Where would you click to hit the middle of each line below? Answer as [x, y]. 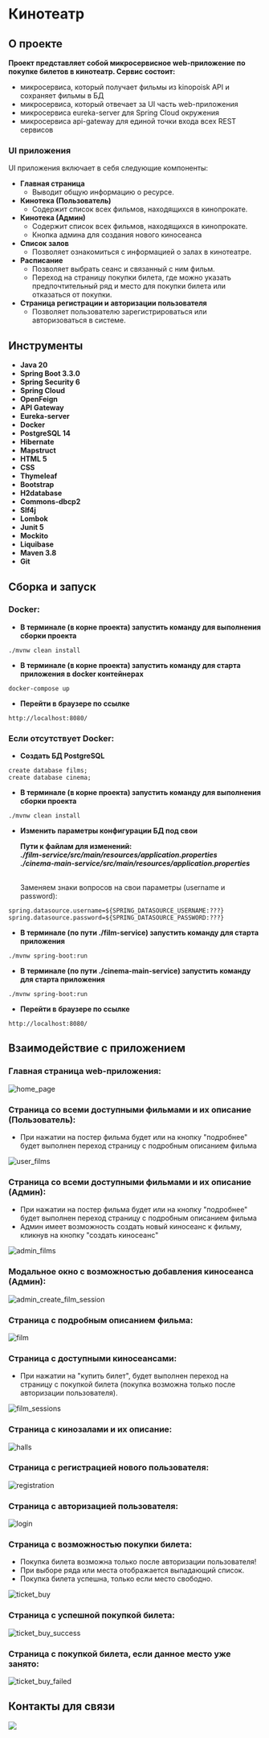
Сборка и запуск [52, 586]
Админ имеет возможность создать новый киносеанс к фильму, [131, 1227]
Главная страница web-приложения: [85, 1072]
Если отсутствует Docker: [61, 738]
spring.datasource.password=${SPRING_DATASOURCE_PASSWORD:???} [116, 918]
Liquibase [37, 544]
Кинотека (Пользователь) [65, 201]
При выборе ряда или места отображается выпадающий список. [132, 1570]
